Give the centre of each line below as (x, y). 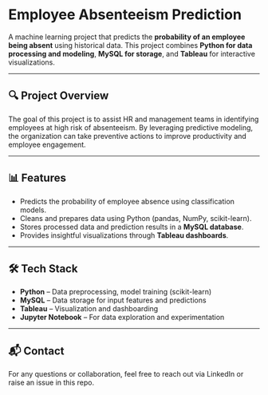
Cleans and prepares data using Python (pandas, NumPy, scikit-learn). (136, 218)
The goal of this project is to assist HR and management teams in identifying (134, 119)
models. (33, 210)
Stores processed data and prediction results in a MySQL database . (132, 227)
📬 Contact (36, 351)
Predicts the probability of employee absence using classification (127, 201)
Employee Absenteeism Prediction (125, 15)
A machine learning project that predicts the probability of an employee (127, 37)
